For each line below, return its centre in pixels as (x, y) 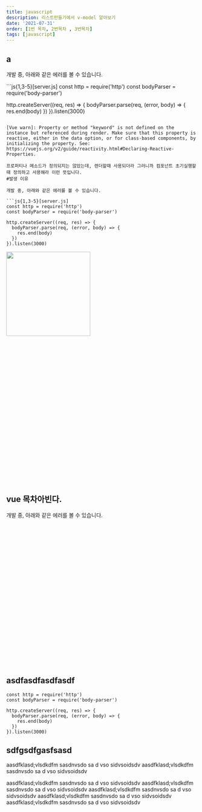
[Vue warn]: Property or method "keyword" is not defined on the (90, 127)
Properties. (21, 154)
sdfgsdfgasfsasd (39, 750)
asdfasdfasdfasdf (41, 681)
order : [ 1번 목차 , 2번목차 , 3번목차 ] (49, 29)
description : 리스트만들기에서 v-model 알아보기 (61, 18)
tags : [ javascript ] (31, 35)
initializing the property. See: (48, 143)
